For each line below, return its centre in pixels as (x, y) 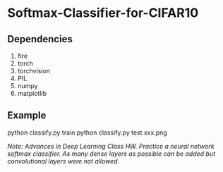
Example (27, 115)
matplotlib (32, 93)
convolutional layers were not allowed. (64, 161)
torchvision (34, 71)
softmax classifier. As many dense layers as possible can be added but (111, 154)
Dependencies (40, 39)
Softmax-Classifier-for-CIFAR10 (103, 13)
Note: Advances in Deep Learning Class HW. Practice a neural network (111, 146)
